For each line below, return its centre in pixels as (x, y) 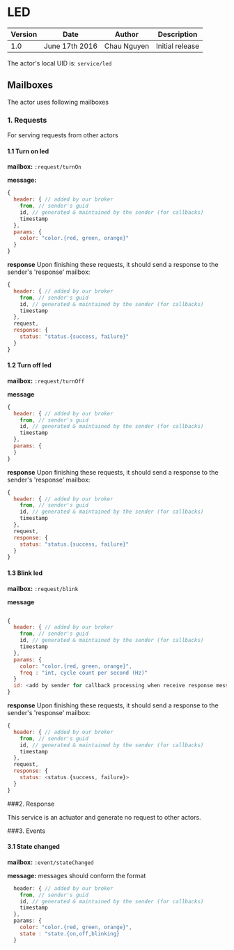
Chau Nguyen (127, 46)
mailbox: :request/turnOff (46, 381)
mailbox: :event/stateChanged (50, 862)
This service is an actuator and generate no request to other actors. (104, 817)
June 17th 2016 (71, 46)
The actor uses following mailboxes (58, 102)
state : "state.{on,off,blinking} (70, 934)
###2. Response (31, 804)
